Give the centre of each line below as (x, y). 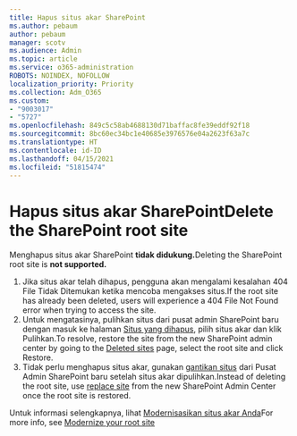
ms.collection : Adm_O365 (55, 92)
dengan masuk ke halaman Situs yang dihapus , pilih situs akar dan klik (152, 329)
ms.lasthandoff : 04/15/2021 (62, 159)
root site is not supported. (58, 264)
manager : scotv (38, 42)
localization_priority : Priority (72, 84)
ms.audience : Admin (46, 51)
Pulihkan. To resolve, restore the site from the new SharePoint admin (147, 339)
